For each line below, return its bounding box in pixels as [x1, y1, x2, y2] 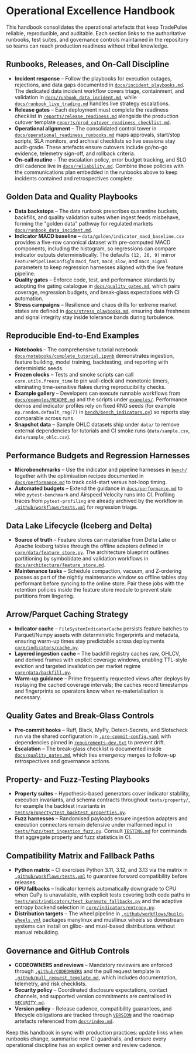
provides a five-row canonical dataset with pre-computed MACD [14, 239, 171, 246]
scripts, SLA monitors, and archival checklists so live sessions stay [14, 137, 176, 145]
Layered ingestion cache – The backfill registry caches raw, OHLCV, [14, 650, 180, 657]
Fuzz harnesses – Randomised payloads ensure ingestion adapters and [14, 815, 188, 822]
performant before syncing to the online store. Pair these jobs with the [14, 580, 184, 587]
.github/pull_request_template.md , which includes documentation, [14, 974, 177, 981]
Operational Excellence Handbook [6, 4, 176, 18]
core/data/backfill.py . [14, 669, 72, 676]
